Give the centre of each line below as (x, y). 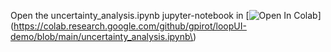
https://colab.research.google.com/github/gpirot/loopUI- (130, 26)
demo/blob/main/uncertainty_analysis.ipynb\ (101, 36)
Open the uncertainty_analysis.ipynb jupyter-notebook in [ (130, 15)
